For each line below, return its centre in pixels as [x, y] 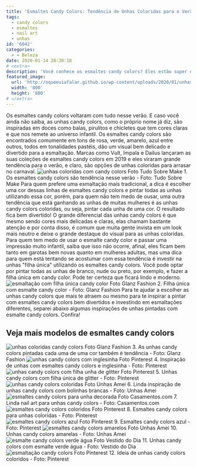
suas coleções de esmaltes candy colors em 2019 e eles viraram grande [93, 159]
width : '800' [27, 88]
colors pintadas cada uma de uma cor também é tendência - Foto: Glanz [94, 353]
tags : [13, 17]
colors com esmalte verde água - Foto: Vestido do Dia [71, 446]
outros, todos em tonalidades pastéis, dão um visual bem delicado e [88, 146]
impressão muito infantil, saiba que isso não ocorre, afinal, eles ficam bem [96, 246]
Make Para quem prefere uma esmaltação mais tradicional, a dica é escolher [98, 184]
